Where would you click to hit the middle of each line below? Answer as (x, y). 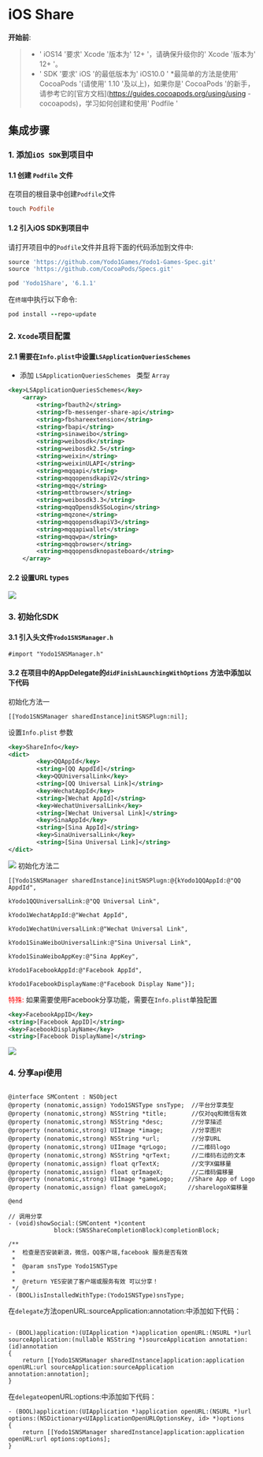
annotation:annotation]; (49, 1374)
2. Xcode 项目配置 (39, 336)
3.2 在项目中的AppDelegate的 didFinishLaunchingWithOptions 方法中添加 (126, 673)
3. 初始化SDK (33, 617)
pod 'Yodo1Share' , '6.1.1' (52, 284)
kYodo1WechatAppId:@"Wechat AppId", (68, 915)
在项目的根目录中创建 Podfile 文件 (62, 194)
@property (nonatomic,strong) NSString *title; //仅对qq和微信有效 (128, 1113)
